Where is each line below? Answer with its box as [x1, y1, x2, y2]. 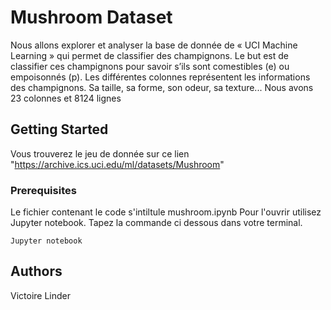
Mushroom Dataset [10, 6, 173, 29]
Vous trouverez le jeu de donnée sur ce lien [10, 147, 190, 160]
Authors [10, 263, 63, 280]
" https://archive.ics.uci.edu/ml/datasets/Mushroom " [10, 158, 225, 170]
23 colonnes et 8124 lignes [10, 92, 122, 104]
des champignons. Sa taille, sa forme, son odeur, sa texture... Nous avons [10, 81, 314, 93]
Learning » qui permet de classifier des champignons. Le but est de [10, 49, 289, 61]
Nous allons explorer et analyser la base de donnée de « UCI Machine [10, 39, 298, 51]
